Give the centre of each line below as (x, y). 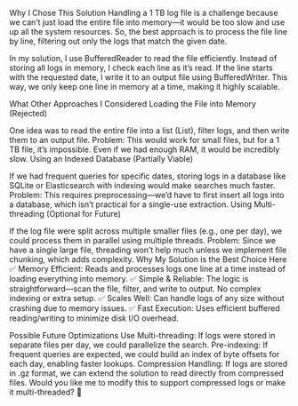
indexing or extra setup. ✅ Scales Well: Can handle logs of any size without (147, 298)
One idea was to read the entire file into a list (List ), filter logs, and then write (149, 131)
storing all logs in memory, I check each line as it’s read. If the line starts (141, 68)
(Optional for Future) (84, 214)
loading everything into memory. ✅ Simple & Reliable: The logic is (129, 279)
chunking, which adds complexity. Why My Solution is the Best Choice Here (148, 259)
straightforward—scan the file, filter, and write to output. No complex (135, 289)
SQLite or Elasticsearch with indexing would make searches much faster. (142, 185)
